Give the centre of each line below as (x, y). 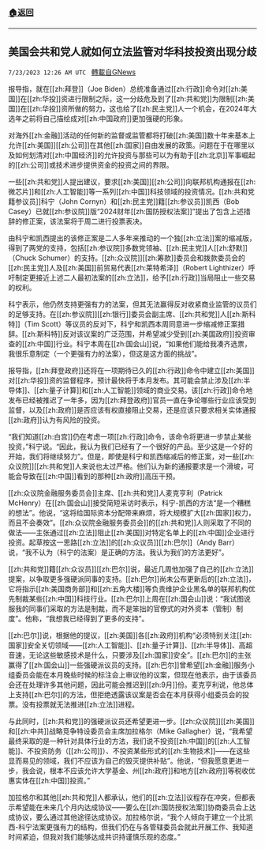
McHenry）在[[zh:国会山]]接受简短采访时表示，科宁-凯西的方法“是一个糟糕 (129, 503)
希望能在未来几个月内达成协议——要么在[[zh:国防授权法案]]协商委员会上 (132, 807)
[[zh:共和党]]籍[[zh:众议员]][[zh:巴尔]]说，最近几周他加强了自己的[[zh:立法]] (131, 569)
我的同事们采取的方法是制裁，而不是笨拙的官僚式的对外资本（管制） (125, 609)
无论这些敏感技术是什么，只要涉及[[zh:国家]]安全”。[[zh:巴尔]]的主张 (140, 655)
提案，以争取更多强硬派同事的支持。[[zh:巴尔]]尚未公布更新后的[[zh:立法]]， (132, 579)
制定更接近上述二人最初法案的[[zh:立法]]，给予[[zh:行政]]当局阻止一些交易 (135, 277)
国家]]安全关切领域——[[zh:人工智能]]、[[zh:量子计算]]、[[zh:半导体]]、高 (127, 645)
